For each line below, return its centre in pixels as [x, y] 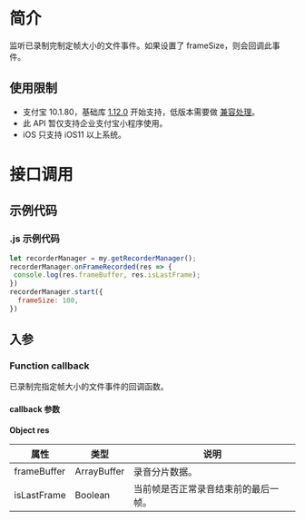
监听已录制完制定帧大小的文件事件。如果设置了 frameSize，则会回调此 [141, 45]
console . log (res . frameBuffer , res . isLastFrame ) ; [107, 275]
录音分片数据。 [165, 471]
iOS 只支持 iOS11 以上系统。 [74, 134]
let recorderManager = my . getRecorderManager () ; [103, 258]
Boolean [93, 495]
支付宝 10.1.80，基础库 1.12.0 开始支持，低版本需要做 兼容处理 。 [141, 112]
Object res [30, 430]
